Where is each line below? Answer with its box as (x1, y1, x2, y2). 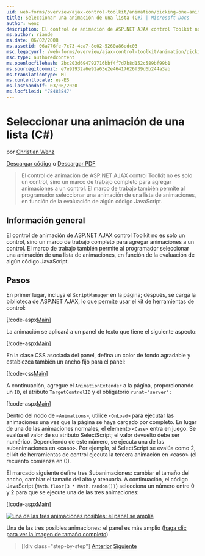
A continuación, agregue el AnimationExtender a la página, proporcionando (6, 382, 194, 389)
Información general (6, 215, 85, 226)
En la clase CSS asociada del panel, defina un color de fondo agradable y (6, 352, 191, 359)
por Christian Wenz (6, 148, 55, 155)
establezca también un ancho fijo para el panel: (6, 358, 126, 365)
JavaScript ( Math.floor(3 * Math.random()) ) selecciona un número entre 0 (6, 482, 195, 489)
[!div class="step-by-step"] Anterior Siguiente (21, 543, 137, 550)
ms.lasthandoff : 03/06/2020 (6, 83, 78, 89)
